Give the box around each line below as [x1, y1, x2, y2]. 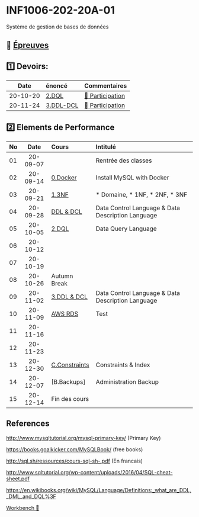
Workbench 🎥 [6, 504, 40, 511]
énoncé [46, 82, 68, 90]
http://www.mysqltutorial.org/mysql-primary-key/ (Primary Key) [6, 434, 161, 441]
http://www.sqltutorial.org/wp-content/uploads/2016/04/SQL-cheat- [6, 468, 173, 476]
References [6, 419, 50, 429]
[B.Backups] [51, 377, 86, 386]
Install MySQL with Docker [95, 173, 169, 181]
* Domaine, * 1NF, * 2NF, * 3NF [95, 190, 188, 198]
